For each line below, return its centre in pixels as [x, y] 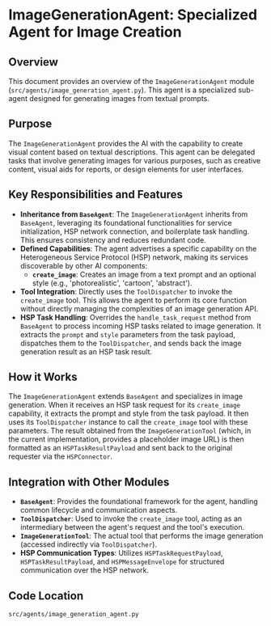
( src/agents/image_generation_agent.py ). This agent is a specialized [123, 90]
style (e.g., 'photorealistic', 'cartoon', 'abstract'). [112, 283]
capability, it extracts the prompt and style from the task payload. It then [129, 413]
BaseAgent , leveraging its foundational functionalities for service [126, 222]
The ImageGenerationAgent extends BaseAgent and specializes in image [126, 396]
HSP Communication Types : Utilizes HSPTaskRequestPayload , [122, 553]
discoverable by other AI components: [84, 265]
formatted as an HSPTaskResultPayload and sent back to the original [121, 448]
